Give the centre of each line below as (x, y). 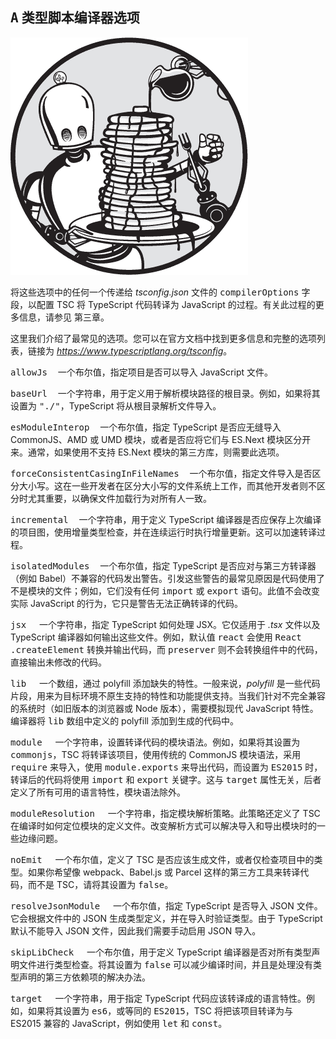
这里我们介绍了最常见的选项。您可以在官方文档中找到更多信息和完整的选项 (163, 338)
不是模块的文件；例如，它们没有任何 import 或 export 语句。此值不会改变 (165, 590)
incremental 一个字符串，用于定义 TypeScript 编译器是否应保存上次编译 (166, 519)
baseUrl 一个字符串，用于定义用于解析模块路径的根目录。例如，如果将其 (165, 393)
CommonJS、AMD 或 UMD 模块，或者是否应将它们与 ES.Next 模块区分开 (161, 439)
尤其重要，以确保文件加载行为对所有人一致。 (119, 498)
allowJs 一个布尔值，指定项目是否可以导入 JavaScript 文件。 (141, 372)
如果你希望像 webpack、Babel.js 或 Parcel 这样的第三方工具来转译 (164, 872)
